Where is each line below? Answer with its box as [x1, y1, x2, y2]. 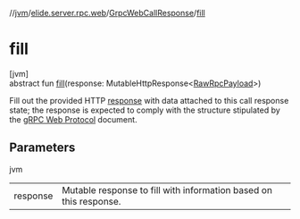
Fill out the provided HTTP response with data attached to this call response [9, 95, 289, 105]
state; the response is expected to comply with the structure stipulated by [9, 105, 281, 115]
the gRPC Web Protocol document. [9, 114, 137, 124]
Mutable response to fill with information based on [62, 183, 272, 196]
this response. [62, 195, 121, 207]
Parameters [9, 140, 76, 156]
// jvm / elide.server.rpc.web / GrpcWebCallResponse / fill [9, 8, 205, 18]
